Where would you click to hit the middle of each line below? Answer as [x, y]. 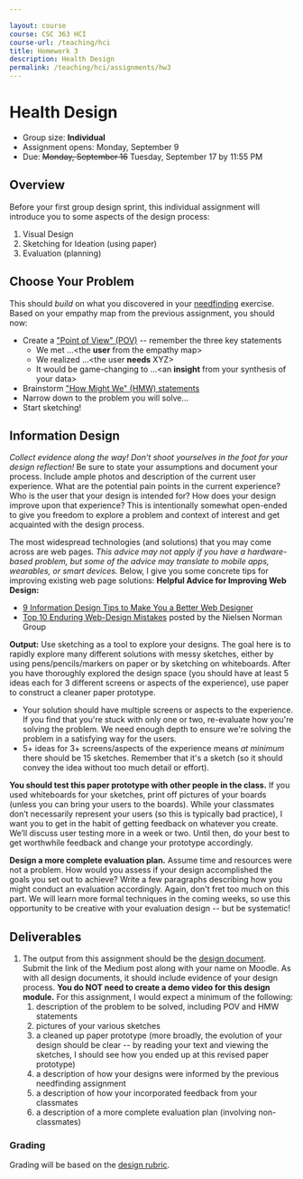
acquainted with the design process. [77, 524]
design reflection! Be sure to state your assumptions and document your [143, 467]
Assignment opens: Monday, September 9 [101, 146]
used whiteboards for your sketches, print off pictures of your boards [138, 795]
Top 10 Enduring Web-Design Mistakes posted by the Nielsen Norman [152, 618]
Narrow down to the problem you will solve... [106, 398]
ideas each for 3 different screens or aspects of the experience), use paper [149, 683]
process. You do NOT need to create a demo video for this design [146, 987]
